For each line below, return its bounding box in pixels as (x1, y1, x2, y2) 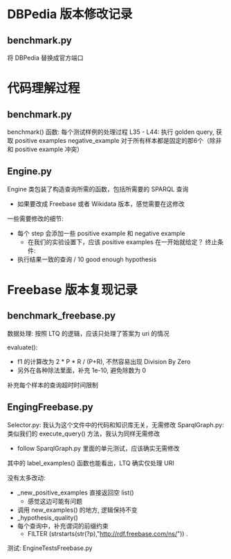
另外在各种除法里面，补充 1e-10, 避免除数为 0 (17, 365, 147, 375)
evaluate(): (7, 343, 38, 351)
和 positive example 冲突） (7, 145, 84, 153)
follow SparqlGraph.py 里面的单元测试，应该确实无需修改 (17, 444, 180, 452)
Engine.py (7, 166, 52, 178)
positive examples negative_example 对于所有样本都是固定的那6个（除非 (15, 137, 222, 144)
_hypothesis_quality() (17, 513, 78, 522)
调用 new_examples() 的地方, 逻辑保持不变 (17, 506, 138, 514)
